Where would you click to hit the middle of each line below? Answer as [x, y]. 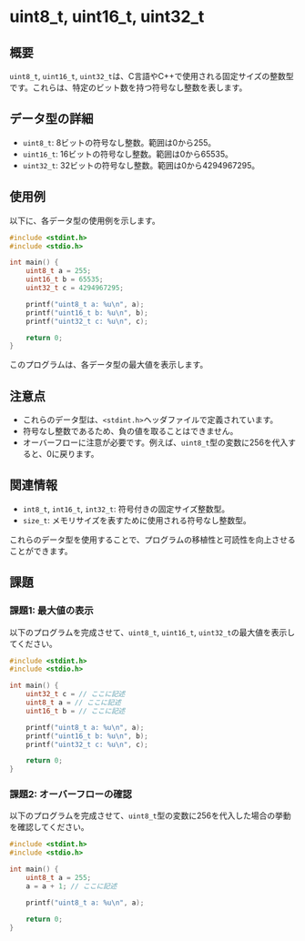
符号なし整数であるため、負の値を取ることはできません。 [130, 431]
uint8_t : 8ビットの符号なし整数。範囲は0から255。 [119, 142]
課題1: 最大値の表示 [51, 611]
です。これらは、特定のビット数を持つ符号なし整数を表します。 [128, 87]
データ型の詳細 [51, 119]
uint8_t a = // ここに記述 [73, 703]
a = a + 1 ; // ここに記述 [71, 886]
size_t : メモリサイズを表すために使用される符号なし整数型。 [137, 520]
